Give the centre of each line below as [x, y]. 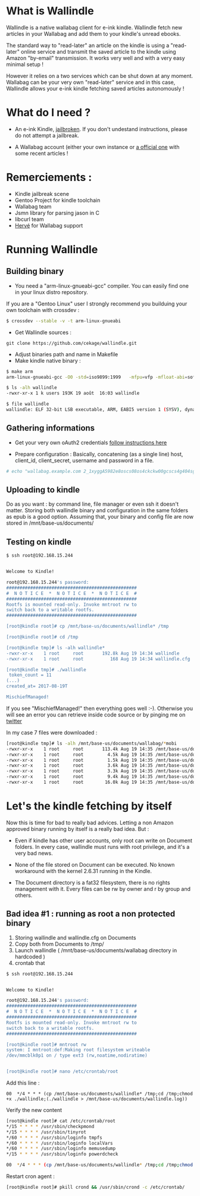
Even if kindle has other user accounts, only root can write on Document [103, 840]
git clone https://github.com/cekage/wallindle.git [71, 343]
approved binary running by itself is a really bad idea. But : [78, 829]
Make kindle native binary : [48, 360]
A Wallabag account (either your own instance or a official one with [97, 147]
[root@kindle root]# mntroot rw [46, 1044]
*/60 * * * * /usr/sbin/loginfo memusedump [61, 1149]
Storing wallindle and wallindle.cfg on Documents [75, 938]
